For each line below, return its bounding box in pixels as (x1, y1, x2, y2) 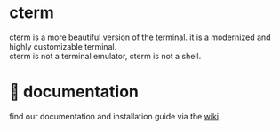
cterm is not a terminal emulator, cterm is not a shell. (9, 50, 202, 61)
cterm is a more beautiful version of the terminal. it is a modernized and (9, 32, 271, 42)
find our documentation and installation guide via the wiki (9, 111, 220, 121)
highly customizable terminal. (9, 41, 117, 51)
